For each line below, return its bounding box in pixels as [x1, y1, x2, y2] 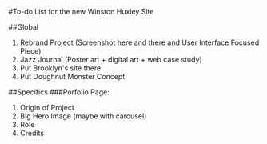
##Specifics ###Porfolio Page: [8, 87, 110, 97]
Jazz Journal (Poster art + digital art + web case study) [19, 55, 202, 64]
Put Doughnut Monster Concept [19, 72, 126, 81]
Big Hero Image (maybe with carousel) [19, 111, 147, 121]
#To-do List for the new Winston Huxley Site [8, 7, 154, 16]
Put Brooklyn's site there [19, 63, 102, 73]
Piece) [19, 46, 42, 55]
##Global [8, 22, 38, 31]
